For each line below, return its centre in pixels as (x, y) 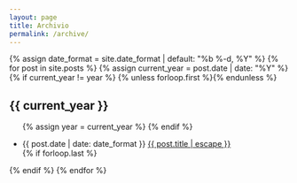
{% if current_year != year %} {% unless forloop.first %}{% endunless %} (143, 78)
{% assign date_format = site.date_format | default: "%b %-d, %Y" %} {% (144, 59)
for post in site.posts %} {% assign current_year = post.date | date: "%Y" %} (149, 68)
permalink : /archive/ (49, 34)
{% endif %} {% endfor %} (58, 171)
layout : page (33, 17)
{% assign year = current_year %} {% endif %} (107, 127)
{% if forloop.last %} (59, 153)
